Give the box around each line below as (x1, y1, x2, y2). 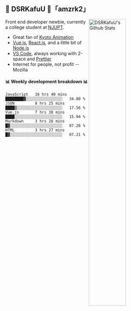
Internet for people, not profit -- (12, 61, 80, 67)
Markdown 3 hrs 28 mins (5, 119, 65, 124)
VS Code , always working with (12, 50, 77, 56)
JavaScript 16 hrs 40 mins (5, 92, 67, 97)
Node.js (12, 45, 30, 51)
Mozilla (12, 66, 28, 73)
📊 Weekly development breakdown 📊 (5, 79, 88, 85)
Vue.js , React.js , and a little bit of (12, 39, 82, 45)
